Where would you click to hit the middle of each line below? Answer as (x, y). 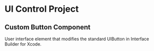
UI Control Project (42, 9)
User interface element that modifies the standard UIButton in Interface (77, 39)
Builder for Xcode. (23, 44)
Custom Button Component (48, 27)
